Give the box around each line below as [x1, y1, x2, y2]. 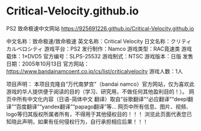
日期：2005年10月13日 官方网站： [6, 60, 90, 67]
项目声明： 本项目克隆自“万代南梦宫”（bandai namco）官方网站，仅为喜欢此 [6, 80, 195, 88]
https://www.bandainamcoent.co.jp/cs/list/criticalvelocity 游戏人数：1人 [6, 67, 183, 75]
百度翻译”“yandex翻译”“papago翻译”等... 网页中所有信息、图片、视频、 [16, 103, 192, 110]
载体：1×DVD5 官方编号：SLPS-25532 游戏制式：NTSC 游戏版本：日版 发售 [6, 52, 194, 59]
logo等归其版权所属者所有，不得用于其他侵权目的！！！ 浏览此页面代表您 [6, 110, 187, 118]
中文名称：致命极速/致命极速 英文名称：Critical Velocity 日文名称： [6, 37, 171, 44]
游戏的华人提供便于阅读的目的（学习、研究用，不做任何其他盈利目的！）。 [6, 88, 188, 95]
